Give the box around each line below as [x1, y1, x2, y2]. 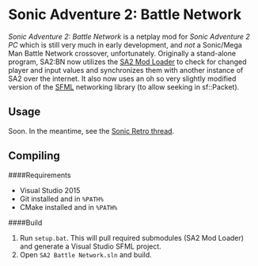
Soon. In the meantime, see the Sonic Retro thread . [8, 126, 175, 135]
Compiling [8, 149, 61, 163]
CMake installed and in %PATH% [19, 202, 118, 211]
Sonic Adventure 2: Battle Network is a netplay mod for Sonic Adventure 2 [8, 32, 251, 41]
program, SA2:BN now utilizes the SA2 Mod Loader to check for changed [8, 57, 247, 66]
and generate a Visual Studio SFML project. [19, 241, 162, 251]
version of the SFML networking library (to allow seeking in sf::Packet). [8, 82, 240, 92]
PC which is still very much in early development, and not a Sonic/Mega [8, 40, 243, 49]
